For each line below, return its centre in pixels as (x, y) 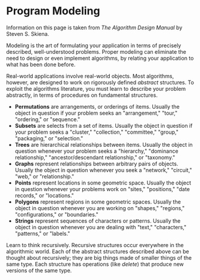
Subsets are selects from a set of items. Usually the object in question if (104, 125)
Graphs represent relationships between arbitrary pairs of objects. (96, 164)
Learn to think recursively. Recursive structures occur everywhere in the (95, 245)
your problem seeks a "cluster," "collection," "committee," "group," (97, 132)
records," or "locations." (44, 195)
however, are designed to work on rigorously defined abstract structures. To (100, 82)
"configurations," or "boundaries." (56, 214)
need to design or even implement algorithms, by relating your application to (100, 58)
